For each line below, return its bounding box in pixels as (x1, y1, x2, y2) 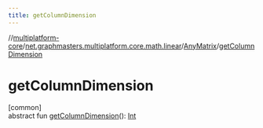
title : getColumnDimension (8, 11, 97, 20)
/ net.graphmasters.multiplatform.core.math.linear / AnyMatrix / (22, 41, 220, 51)
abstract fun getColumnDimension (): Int (8, 111, 137, 120)
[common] (8, 102, 42, 112)
